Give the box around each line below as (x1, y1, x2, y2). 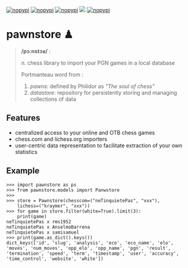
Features (6, 113, 40, 123)
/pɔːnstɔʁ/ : (20, 47, 51, 54)
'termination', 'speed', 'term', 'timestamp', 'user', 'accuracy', (6, 250, 180, 257)
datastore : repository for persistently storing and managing (30, 89, 178, 96)
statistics (14, 148, 38, 155)
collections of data (30, 95, 77, 103)
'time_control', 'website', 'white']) (6, 255, 104, 262)
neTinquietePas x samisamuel (6, 229, 80, 235)
